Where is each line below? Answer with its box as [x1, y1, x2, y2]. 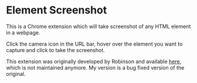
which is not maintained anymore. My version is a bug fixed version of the [6, 64, 185, 71]
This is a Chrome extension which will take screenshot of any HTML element [6, 23, 191, 30]
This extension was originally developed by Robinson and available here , [6, 58, 182, 65]
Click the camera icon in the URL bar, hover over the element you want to [6, 40, 183, 47]
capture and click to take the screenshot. [6, 46, 106, 53]
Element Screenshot [6, 4, 107, 17]
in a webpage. [6, 29, 40, 36]
